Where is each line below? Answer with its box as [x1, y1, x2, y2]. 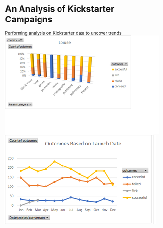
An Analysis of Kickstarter [5, 3, 115, 15]
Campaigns [5, 14, 53, 25]
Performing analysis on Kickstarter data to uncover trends [5, 30, 122, 36]
